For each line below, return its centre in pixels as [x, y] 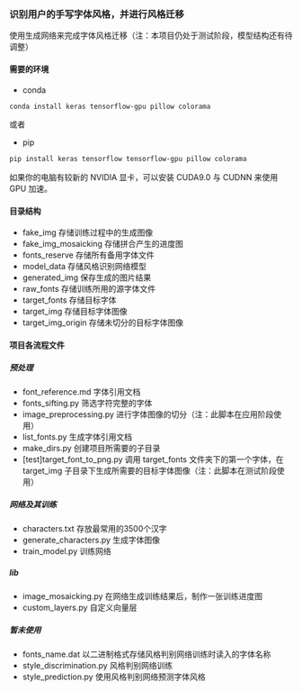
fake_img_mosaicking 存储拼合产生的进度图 [103, 244]
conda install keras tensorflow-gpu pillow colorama [110, 106]
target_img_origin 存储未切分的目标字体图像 [103, 323]
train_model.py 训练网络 [67, 550]
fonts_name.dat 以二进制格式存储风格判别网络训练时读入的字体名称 [147, 654]
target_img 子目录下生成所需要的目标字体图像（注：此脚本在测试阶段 [149, 471]
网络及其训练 [33, 504]
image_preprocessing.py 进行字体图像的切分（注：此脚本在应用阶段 [148, 414]
